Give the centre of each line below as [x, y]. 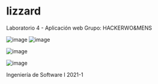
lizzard [23, 11]
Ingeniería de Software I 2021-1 [45, 74]
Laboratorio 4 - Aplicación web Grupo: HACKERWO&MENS [79, 28]
